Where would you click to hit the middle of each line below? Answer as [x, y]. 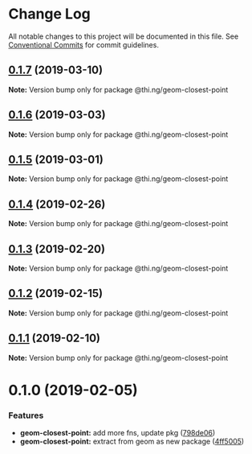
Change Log [49, 14]
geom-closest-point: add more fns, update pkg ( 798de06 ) [118, 433]
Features [26, 415]
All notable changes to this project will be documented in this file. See [124, 36]
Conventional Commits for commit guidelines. [83, 44]
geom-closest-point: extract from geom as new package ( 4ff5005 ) [132, 442]
